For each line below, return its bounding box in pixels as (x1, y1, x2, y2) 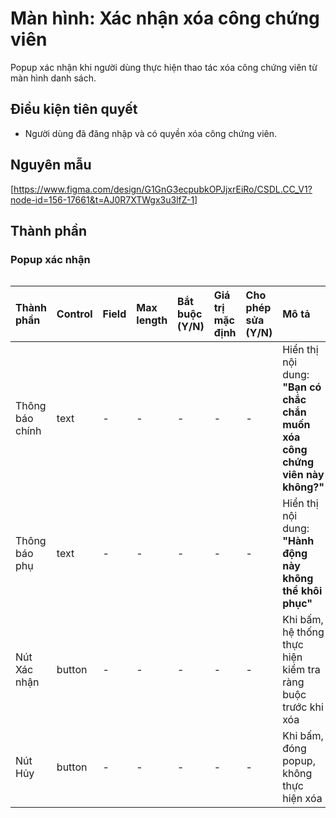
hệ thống (282, 625, 325, 639)
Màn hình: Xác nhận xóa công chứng (10, 7, 320, 30)
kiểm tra (282, 663, 321, 677)
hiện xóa (282, 792, 323, 806)
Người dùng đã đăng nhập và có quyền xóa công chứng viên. (24, 127, 278, 139)
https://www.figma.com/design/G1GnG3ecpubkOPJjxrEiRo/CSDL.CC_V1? (13, 183, 313, 195)
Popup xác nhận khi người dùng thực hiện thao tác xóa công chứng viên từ (10, 61, 318, 73)
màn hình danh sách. (10, 72, 97, 84)
